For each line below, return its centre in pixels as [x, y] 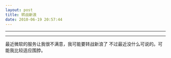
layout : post [19, 10]
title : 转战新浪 [21, 15]
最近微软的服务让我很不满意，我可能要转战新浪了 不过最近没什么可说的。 [82, 44]
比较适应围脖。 [30, 50]
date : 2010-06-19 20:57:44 [34, 19]
